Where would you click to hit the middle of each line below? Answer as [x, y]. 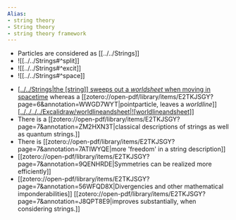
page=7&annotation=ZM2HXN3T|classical [79, 127]
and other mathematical [189, 186]
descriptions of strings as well [185, 127]
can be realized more [181, 164]
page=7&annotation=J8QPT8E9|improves [78, 202]
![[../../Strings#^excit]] [49, 68]
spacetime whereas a [49, 97]
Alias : [17, 14]
